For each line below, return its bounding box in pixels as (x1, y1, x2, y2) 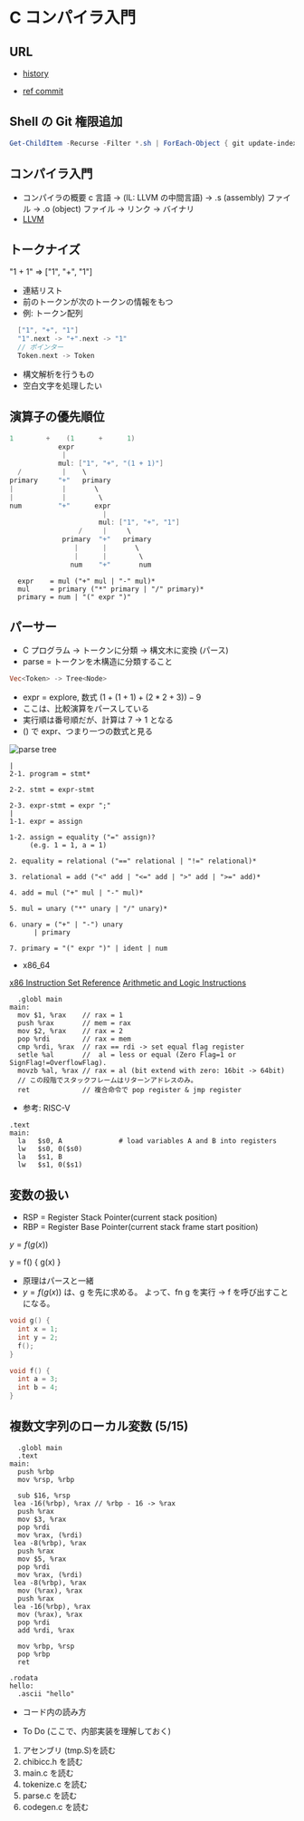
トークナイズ (9, 241, 81, 257)
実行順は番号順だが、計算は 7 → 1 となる (22, 714, 174, 725)
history (22, 68, 50, 79)
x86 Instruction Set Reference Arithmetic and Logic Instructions (9, 977, 247, 988)
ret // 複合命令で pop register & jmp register (17, 1086, 242, 1095)
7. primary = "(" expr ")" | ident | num (9, 944, 168, 954)
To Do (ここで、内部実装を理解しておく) (22, 1725, 172, 1736)
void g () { (9, 1316, 51, 1325)
